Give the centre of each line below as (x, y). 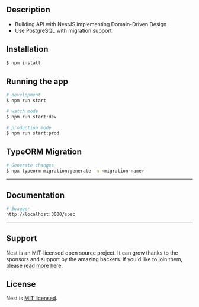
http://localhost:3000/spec (41, 214)
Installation (27, 49)
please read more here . (35, 265)
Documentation (36, 195)
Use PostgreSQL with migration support (63, 30)
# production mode (29, 127)
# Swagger (18, 209)
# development (24, 95)
